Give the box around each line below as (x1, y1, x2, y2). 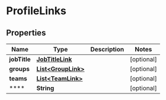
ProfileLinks (6, 4, 67, 18)
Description (90, 46, 124, 53)
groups (9, 65, 30, 73)
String (36, 84, 55, 92)
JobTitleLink (36, 55, 72, 63)
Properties (6, 28, 46, 38)
